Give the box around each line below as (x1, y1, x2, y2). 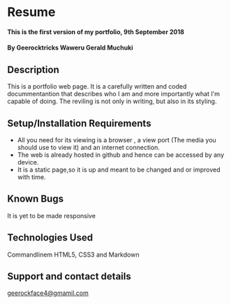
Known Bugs (7, 193, 64, 205)
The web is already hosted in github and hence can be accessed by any (17, 151, 225, 159)
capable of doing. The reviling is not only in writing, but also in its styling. (7, 97, 217, 105)
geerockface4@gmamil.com (7, 289, 89, 297)
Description (7, 63, 59, 75)
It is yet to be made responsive (7, 211, 96, 220)
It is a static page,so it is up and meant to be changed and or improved (17, 165, 221, 174)
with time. (17, 173, 46, 181)
